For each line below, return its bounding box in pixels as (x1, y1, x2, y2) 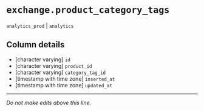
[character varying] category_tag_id (15, 69, 106, 76)
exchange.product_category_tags (6, 4, 170, 16)
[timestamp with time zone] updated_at (15, 81, 112, 89)
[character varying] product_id (15, 62, 92, 69)
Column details (6, 39, 65, 50)
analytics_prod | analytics (6, 22, 74, 29)
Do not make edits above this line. (6, 99, 92, 106)
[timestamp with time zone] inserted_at (15, 75, 115, 82)
